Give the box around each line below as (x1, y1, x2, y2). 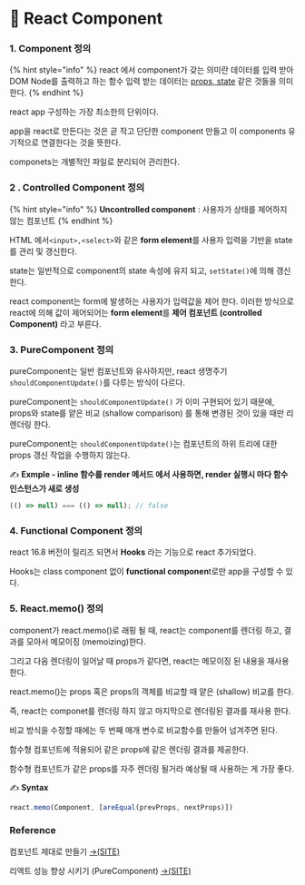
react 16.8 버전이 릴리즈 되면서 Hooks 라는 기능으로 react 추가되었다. (9, 546, 257, 557)
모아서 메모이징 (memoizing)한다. (25, 635, 147, 647)
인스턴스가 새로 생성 (9, 483, 80, 494)
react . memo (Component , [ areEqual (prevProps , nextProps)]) (9, 802, 233, 811)
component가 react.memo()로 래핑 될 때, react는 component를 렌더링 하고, (9, 624, 282, 635)
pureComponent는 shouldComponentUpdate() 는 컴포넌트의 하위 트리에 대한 (9, 438, 278, 449)
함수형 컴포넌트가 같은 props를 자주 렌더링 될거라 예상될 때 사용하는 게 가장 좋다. (9, 762, 295, 774)
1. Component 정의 (9, 43, 92, 55)
